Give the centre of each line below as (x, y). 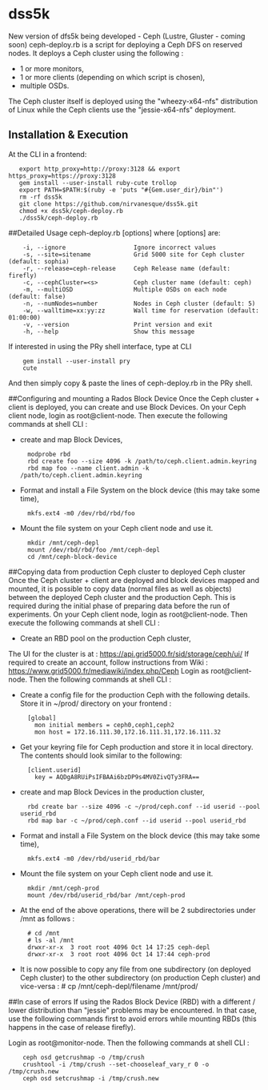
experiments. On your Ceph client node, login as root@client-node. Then (128, 614)
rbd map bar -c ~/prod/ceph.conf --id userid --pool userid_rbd (137, 821)
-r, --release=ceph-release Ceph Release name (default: (126, 268)
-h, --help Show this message (109, 332)
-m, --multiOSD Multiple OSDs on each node (125, 289)
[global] (42, 718)
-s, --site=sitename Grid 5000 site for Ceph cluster (134, 254)
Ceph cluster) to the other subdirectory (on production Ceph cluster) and (140, 977)
